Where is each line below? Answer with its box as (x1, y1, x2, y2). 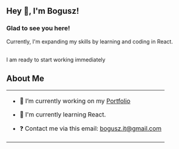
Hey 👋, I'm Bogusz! (6, 6, 79, 16)
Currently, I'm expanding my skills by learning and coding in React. (6, 37, 173, 45)
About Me (6, 74, 44, 84)
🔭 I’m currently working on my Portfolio (19, 97, 130, 105)
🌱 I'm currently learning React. (19, 110, 106, 118)
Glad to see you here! (6, 24, 70, 33)
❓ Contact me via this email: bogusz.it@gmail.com (19, 124, 162, 133)
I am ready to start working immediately (6, 55, 106, 63)
